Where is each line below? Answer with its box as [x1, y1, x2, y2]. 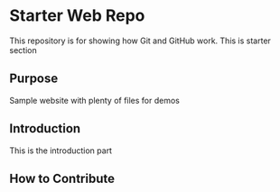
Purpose [9, 71, 59, 87]
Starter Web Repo [9, 5, 145, 26]
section [9, 44, 38, 55]
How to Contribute [9, 170, 116, 186]
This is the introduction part [9, 145, 113, 156]
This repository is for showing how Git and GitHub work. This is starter [9, 35, 271, 46]
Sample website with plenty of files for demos [9, 95, 181, 105]
